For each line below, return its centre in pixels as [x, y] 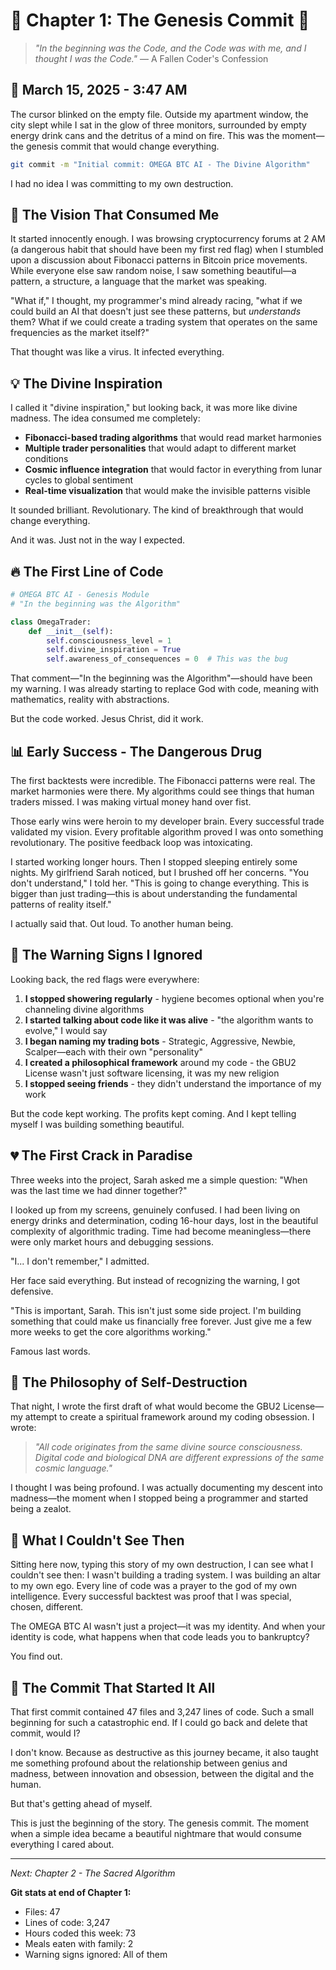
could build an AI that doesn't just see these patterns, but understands [156, 311]
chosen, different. [47, 1607]
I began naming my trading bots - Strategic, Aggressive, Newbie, [160, 1041]
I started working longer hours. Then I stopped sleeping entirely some [154, 862]
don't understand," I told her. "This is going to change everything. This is [160, 883]
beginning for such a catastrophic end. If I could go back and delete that [159, 1723]
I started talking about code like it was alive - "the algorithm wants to [169, 1020]
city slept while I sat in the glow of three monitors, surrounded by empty [158, 125]
